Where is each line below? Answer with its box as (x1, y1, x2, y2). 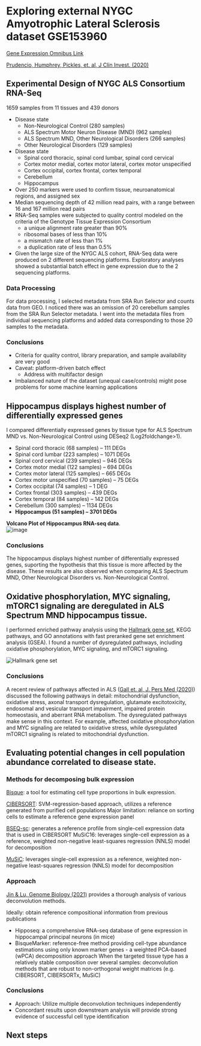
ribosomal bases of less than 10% (23, 230, 108, 238)
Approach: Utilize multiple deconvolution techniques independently (14, 1000, 181, 1007)
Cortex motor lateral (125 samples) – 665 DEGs (14, 470, 131, 477)
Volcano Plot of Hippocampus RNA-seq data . (6, 520, 121, 527)
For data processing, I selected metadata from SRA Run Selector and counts (6, 297, 195, 305)
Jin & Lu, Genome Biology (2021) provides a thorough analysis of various (6, 890, 187, 898)
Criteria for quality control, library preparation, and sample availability (14, 351, 187, 359)
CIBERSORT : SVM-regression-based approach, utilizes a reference (6, 800, 172, 807)
